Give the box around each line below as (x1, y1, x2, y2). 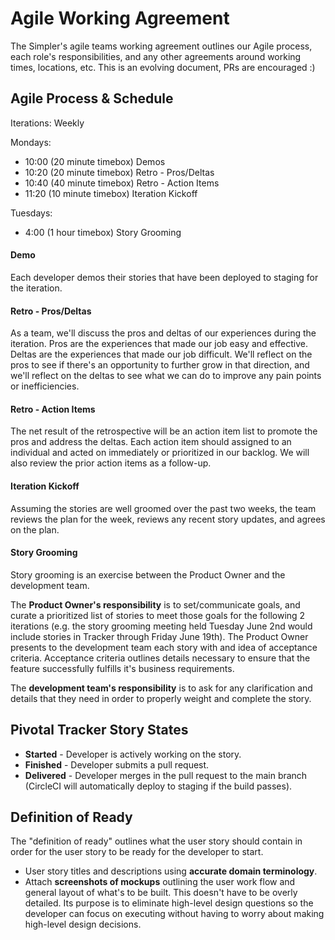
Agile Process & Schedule (10, 90, 174, 107)
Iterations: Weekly (10, 117, 85, 129)
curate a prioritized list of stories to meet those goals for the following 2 (10, 609, 306, 621)
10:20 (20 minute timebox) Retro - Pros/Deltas (24, 166, 215, 178)
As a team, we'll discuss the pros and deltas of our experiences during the (10, 327, 317, 339)
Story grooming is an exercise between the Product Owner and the (10, 568, 286, 581)
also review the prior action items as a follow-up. (10, 457, 212, 469)
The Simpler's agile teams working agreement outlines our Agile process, (10, 40, 313, 52)
